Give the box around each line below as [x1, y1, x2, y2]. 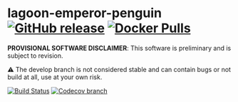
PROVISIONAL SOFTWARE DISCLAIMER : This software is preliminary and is [7, 44, 232, 52]
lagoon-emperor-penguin [7, 5, 162, 21]
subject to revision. [7, 51, 63, 60]
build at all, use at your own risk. [7, 73, 103, 81]
